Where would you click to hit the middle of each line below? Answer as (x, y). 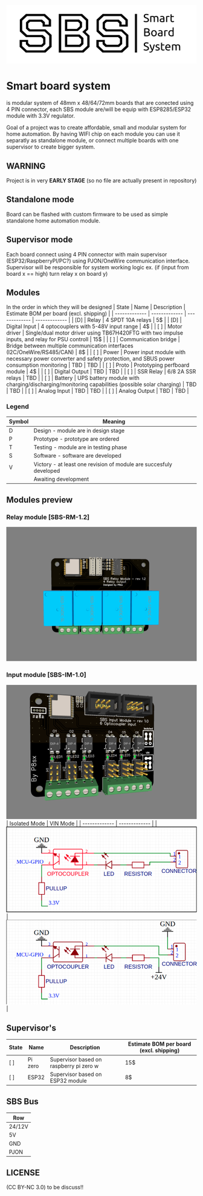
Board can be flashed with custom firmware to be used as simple (87, 214)
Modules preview (40, 500)
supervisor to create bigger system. (51, 147)
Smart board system (58, 86)
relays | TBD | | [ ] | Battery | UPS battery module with (73, 378)
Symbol (19, 422)
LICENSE (23, 1173)
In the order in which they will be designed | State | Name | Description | (96, 307)
